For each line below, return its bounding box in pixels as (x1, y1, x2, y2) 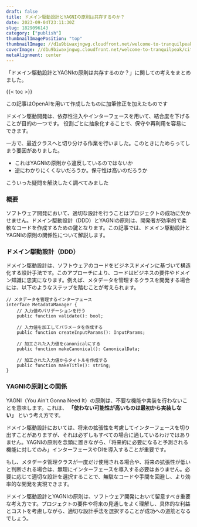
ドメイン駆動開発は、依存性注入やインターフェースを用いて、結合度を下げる (6, 112, 191, 119)
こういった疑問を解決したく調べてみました (6, 179, 109, 186)
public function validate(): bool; (16, 313, 104, 319)
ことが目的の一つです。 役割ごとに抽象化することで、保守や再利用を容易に (6, 119, 186, 126)
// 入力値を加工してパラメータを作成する (16, 324, 103, 331)
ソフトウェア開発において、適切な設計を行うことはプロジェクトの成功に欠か (6, 209, 191, 217)
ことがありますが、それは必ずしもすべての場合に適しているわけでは (16, 431, 180, 438)
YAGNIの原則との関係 (6, 382, 67, 391)
